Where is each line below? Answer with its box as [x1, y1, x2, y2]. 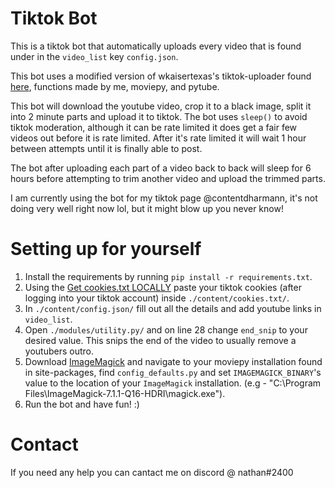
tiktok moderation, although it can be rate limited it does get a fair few [10, 121, 298, 133]
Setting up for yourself [10, 238, 202, 261]
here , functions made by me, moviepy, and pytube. [10, 80, 220, 92]
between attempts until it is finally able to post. [10, 142, 203, 154]
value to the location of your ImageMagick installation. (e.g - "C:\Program [24, 377, 322, 389]
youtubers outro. [24, 345, 94, 357]
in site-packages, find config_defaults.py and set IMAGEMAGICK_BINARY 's [24, 366, 322, 378]
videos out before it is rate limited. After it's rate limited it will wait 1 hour [10, 132, 307, 144]
